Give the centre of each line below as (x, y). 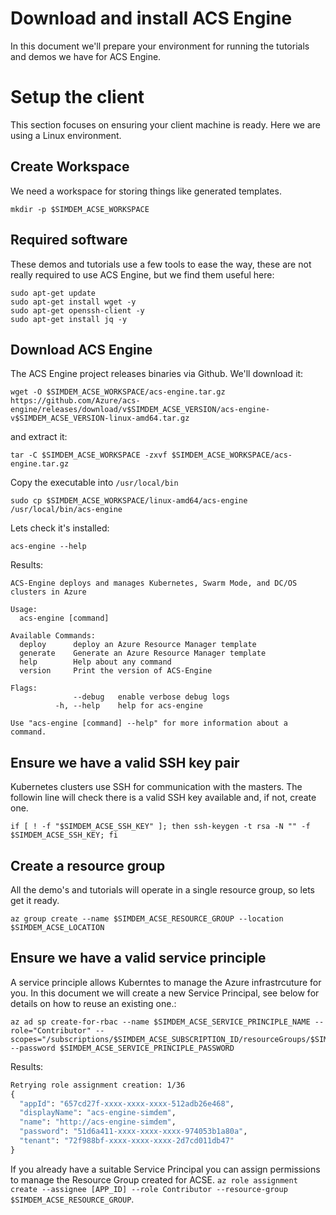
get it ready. (35, 900)
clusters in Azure (48, 592)
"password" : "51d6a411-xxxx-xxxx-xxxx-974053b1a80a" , (133, 1132)
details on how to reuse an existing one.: (93, 1003)
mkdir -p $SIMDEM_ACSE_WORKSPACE (80, 209)
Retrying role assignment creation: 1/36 (98, 1085)
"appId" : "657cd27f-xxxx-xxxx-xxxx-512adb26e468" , (127, 1103)
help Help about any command (95, 662)
